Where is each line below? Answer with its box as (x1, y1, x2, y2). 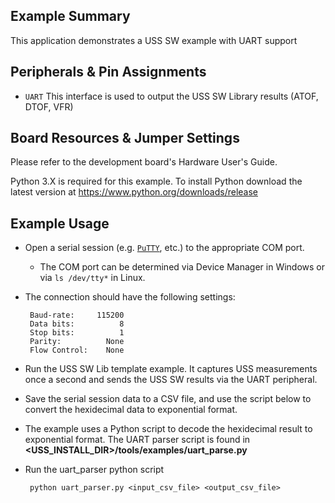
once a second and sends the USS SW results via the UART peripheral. (24, 374, 318, 386)
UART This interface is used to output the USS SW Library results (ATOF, (24, 90, 319, 102)
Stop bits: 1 (29, 328, 125, 338)
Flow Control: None (29, 345, 125, 356)
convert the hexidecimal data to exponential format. (24, 404, 238, 416)
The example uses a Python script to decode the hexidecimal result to (24, 423, 313, 435)
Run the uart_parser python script (24, 464, 165, 476)
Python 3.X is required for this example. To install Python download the (10, 175, 303, 188)
